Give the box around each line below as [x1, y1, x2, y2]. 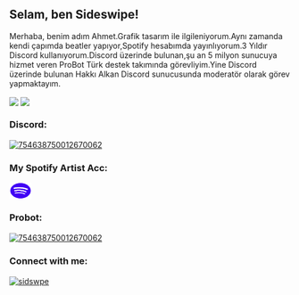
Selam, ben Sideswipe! [9, 7, 139, 22]
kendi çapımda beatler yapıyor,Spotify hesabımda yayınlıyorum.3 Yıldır [9, 40, 268, 51]
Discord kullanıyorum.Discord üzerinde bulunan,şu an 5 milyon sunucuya [9, 49, 278, 61]
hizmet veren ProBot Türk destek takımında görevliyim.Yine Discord [9, 59, 257, 70]
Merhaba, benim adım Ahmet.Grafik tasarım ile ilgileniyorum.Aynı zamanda [9, 30, 283, 41]
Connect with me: [9, 255, 88, 267]
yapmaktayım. [9, 78, 61, 88]
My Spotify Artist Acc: [9, 161, 109, 174]
